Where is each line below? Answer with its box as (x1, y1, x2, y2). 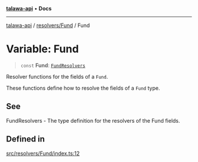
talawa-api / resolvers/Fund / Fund (6, 22, 90, 29)
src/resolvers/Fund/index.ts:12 (6, 150, 80, 157)
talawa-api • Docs (6, 5, 52, 12)
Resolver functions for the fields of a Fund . (6, 73, 108, 80)
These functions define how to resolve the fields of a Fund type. (6, 85, 160, 92)
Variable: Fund (6, 42, 79, 56)
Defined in (6, 134, 45, 144)
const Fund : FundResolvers (20, 62, 85, 69)
